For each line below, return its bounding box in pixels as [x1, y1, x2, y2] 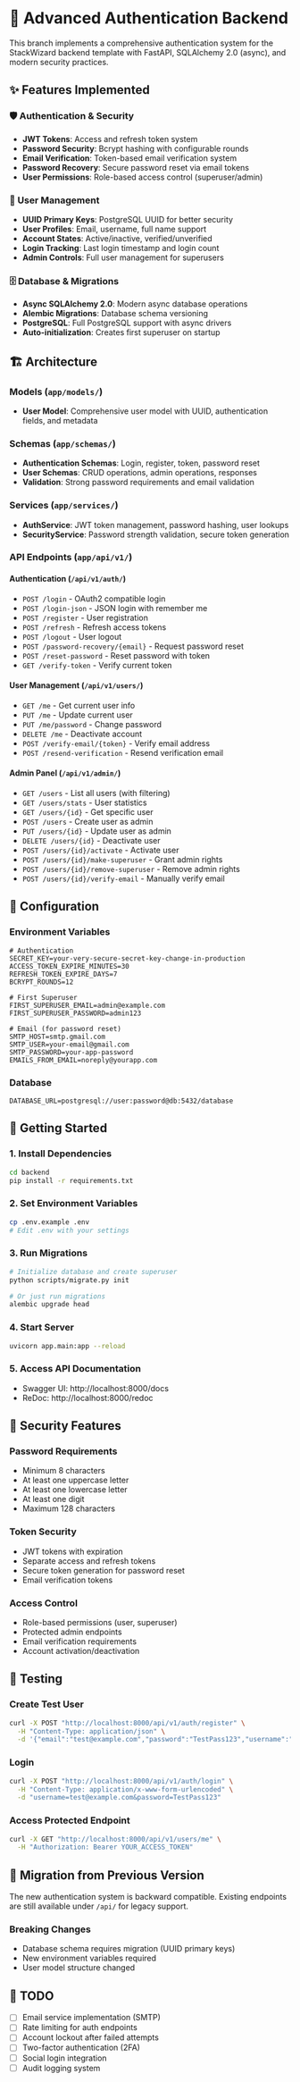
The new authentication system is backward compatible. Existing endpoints [9, 1892, 287, 1902]
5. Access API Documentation [9, 1363, 141, 1375]
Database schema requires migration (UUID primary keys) [21, 1943, 236, 1954]
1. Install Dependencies [9, 1147, 112, 1160]
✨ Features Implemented [9, 82, 150, 97]
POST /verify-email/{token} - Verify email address [21, 737, 211, 749]
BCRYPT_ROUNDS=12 [9, 978, 74, 986]
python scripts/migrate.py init [9, 1275, 129, 1285]
